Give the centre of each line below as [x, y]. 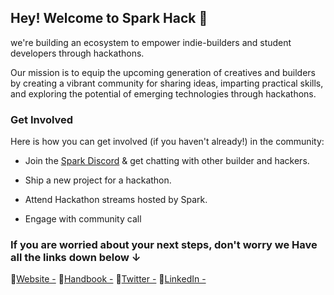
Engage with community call [83, 219]
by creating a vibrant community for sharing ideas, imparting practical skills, [167, 83]
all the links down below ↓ [76, 258]
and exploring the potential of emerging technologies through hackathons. [163, 93]
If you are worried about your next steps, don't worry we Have [164, 245]
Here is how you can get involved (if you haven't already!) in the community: [167, 142]
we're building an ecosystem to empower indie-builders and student [151, 42]
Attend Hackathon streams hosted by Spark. [116, 200]
